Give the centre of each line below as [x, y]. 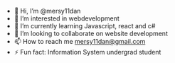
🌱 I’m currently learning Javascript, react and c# [85, 26]
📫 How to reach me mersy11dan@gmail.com [80, 41]
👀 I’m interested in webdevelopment [67, 18]
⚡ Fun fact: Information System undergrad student [87, 52]
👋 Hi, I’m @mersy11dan [47, 11]
